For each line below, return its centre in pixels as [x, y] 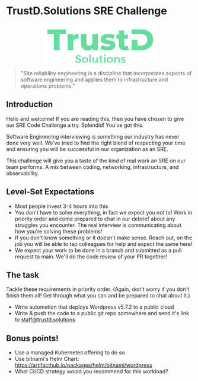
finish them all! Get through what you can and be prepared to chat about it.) [98, 296]
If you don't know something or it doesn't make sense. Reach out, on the [103, 238]
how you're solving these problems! [58, 231]
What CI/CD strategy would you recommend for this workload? [91, 372]
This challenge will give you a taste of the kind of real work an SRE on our [96, 161]
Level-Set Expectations [50, 192]
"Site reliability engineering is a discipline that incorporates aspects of [106, 73]
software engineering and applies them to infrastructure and [94, 79]
